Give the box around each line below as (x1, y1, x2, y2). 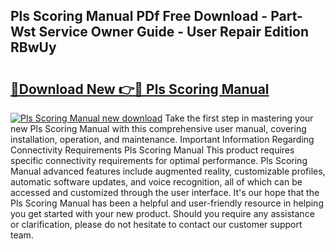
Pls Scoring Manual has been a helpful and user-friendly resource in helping (10, 197, 324, 209)
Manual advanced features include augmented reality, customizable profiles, (10, 165, 326, 177)
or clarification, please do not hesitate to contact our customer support (10, 219, 303, 230)
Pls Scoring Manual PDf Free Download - (10, 8, 268, 25)
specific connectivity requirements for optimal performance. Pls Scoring (10, 155, 308, 166)
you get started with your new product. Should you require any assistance (10, 208, 315, 219)
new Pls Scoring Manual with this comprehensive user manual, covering (10, 123, 307, 134)
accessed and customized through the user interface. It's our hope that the (10, 187, 320, 198)
